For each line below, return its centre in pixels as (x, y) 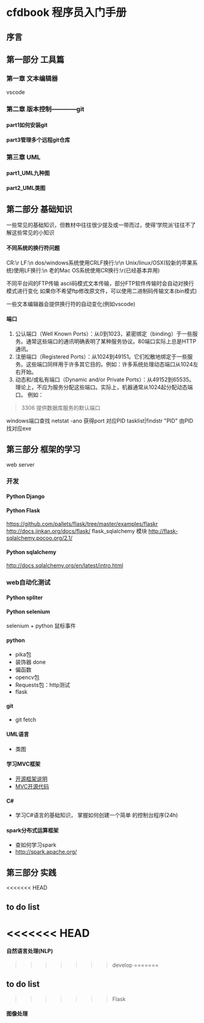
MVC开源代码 (32, 786)
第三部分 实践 (31, 872)
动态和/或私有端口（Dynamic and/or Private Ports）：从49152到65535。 (105, 379)
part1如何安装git (27, 125)
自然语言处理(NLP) (30, 951)
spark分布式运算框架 (33, 830)
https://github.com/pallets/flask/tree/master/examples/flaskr (82, 524)
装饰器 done (30, 662)
